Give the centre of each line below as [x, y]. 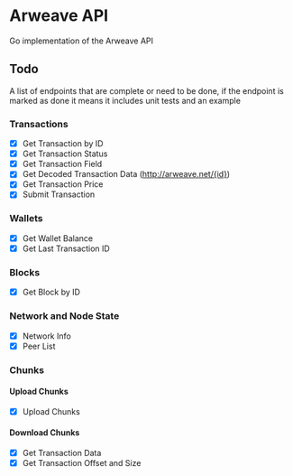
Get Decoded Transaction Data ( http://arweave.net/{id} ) [126, 174]
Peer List [39, 346]
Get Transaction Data [62, 453]
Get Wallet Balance [58, 238]
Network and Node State [64, 316]
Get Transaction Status [65, 154]
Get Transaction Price [63, 184]
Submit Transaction [59, 194]
